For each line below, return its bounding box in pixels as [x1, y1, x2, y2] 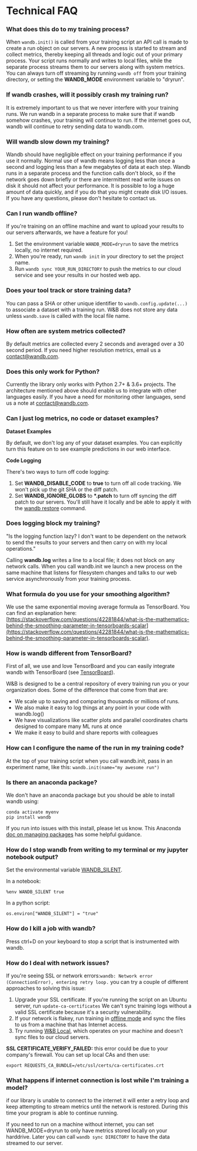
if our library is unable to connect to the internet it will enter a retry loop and [6, 1097, 190, 1104]
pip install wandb [6, 814, 51, 820]
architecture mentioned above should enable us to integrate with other [6, 387, 177, 394]
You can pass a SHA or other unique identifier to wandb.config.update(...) [6, 300, 188, 307]
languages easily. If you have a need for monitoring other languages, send [6, 393, 186, 401]
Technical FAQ [6, 4, 78, 18]
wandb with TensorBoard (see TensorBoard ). [6, 669, 115, 676]
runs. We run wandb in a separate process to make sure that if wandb [6, 110, 175, 117]
